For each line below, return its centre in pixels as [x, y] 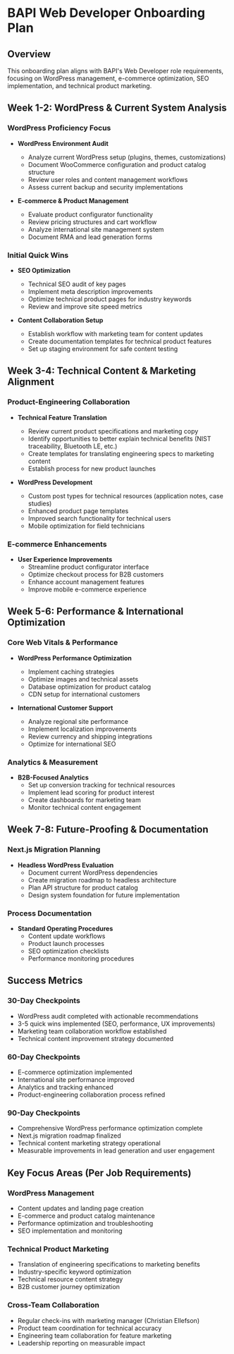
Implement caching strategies [71, 672]
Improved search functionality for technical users [99, 518]
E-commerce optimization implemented [75, 1072]
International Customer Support [65, 708]
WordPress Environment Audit [63, 143]
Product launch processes [66, 943]
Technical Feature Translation [62, 417]
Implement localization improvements [82, 729]
